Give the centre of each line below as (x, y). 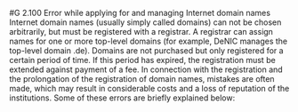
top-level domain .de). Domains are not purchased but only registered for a (146, 51)
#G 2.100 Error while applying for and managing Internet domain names (140, 13)
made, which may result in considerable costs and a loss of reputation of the (149, 88)
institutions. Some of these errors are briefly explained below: (122, 98)
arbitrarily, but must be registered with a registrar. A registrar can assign (141, 32)
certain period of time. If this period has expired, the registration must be (142, 60)
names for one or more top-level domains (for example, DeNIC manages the (149, 41)
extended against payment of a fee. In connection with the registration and (146, 69)
